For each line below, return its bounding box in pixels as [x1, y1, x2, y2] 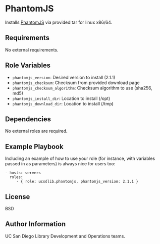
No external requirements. [5, 47, 58, 52]
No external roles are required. [5, 128, 68, 134]
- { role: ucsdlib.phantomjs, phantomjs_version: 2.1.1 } [16, 179, 139, 184]
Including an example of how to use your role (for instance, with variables [5, 155, 155, 161]
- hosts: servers [5, 170, 41, 176]
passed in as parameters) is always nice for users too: [5, 161, 115, 167]
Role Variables [5, 61, 51, 70]
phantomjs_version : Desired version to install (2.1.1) [12, 74, 115, 80]
